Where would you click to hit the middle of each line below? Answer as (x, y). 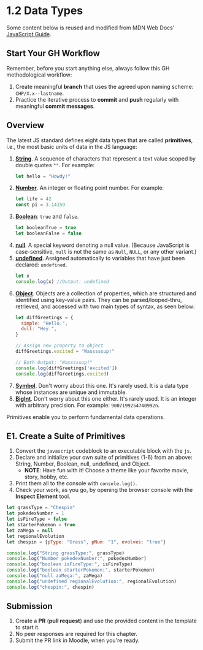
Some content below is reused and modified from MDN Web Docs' (90, 28)
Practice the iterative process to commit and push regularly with (97, 99)
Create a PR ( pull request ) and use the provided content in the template (106, 621)
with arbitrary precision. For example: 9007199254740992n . (87, 405)
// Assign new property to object (59, 346)
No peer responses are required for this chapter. (76, 634)
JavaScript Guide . (29, 34)
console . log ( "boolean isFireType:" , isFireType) (70, 564)
